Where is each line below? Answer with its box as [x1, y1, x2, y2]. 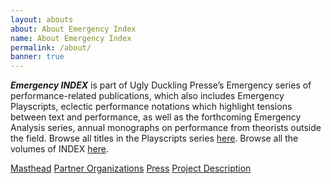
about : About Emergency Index [10, 24, 137, 34]
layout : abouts [10, 14, 74, 25]
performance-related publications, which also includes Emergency [10, 90, 285, 102]
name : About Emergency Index [10, 33, 132, 43]
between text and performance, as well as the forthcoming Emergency [10, 111, 302, 123]
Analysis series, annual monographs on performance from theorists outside [10, 122, 322, 134]
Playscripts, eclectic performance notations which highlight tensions [10, 101, 293, 113]
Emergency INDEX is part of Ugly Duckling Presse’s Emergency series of [10, 79, 312, 91]
